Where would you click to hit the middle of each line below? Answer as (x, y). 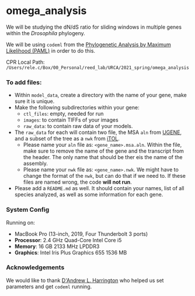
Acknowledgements (35, 267)
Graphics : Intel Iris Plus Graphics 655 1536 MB (71, 252)
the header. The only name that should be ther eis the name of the (103, 157)
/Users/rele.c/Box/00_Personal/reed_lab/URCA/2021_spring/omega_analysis (98, 68)
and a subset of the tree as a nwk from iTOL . (67, 139)
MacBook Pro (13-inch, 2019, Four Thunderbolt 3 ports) (81, 234)
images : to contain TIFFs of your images (71, 120)
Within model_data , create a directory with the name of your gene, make (100, 95)
